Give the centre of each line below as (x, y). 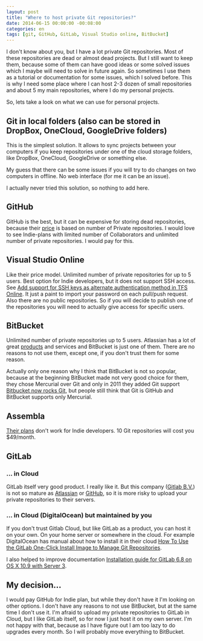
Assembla (26, 416)
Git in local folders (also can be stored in (83, 121)
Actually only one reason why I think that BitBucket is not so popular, (92, 371)
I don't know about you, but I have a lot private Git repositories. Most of (95, 51)
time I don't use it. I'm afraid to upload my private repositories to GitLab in (98, 612)
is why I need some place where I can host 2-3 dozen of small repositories (99, 84)
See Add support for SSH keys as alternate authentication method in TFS (97, 287)
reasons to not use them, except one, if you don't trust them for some (93, 353)
